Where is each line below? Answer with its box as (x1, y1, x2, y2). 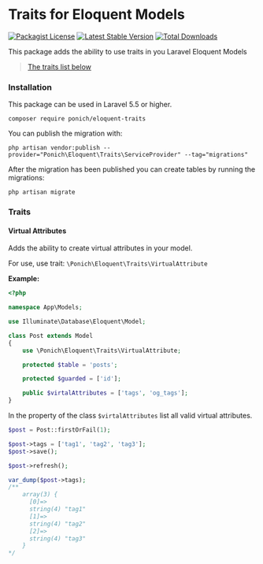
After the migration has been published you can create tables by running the (8, 165, 256, 174)
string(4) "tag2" (28, 520, 87, 528)
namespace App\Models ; (8, 303, 83, 312)
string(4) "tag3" (28, 534, 87, 543)
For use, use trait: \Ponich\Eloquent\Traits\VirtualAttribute (8, 258, 208, 269)
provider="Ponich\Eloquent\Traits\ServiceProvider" (8, 151, 181, 159)
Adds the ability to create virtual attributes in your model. (8, 243, 193, 253)
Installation (8, 81, 53, 92)
